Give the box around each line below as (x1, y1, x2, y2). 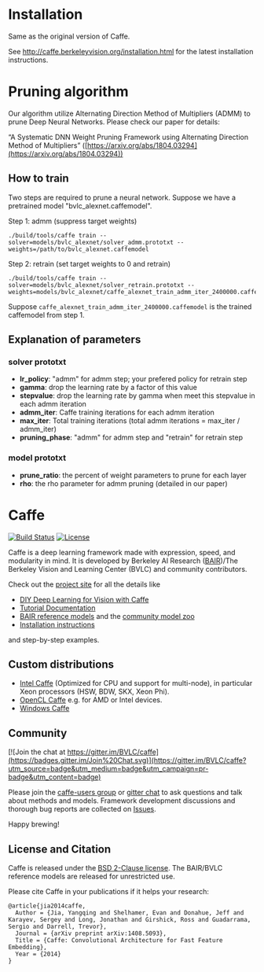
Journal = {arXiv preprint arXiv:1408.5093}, (15, 930, 167, 937)
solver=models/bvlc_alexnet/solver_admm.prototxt (8, 238, 174, 246)
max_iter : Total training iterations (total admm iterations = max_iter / (19, 416, 240, 425)
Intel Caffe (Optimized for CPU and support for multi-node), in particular (19, 679, 253, 688)
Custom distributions (8, 658, 114, 671)
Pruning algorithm (8, 83, 129, 101)
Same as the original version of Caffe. (8, 31, 130, 41)
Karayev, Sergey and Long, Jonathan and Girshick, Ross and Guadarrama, (8, 916, 251, 924)
